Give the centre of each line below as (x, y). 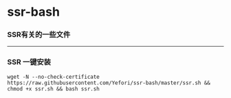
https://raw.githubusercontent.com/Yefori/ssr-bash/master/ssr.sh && (109, 83)
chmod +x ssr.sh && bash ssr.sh (53, 89)
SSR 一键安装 (29, 62)
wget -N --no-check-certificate (53, 77)
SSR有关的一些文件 (39, 35)
